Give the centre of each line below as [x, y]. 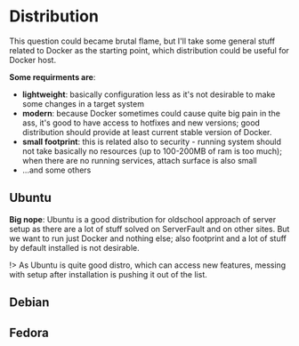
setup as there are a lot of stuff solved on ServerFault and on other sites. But [149, 229]
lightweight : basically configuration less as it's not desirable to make [149, 94]
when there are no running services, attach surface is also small [139, 160]
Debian [29, 303]
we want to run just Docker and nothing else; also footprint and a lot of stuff [148, 238]
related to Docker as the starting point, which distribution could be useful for [149, 50]
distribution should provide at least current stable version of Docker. [147, 132]
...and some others [57, 170]
